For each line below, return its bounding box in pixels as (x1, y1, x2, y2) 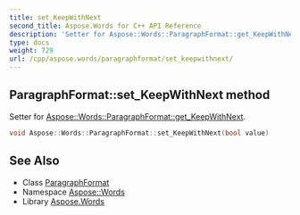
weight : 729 (9, 46, 54, 55)
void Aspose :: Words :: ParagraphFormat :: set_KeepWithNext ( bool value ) (9, 128, 270, 137)
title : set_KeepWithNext (9, 12, 102, 22)
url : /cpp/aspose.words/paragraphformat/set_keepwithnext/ (9, 54, 234, 63)
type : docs (9, 37, 50, 47)
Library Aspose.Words (21, 195, 105, 206)
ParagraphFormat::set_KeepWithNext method (9, 87, 271, 103)
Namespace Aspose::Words (21, 186, 125, 197)
